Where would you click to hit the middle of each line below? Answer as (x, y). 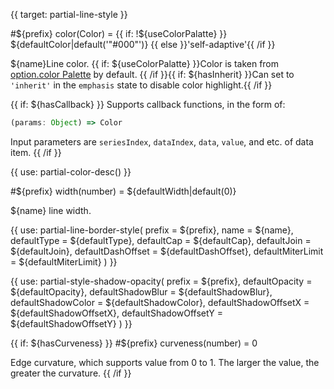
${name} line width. (51, 210)
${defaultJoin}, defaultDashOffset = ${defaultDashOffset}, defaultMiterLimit (167, 251)
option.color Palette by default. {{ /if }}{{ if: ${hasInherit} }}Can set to (152, 74)
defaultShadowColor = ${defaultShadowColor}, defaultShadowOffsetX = (160, 302)
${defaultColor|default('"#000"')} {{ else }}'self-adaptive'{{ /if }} (143, 44)
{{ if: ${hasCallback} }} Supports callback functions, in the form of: (148, 104)
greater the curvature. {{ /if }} (71, 373)
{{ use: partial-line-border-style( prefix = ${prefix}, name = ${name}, (152, 230)
